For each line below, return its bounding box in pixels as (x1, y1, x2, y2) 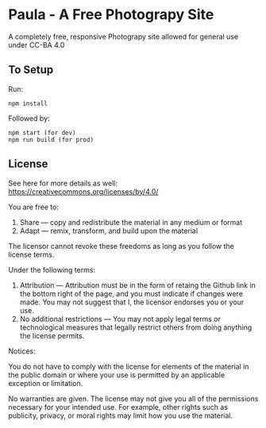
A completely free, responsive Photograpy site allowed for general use (8, 32, 239, 41)
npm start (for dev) (8, 128, 77, 136)
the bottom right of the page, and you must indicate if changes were (19, 289, 244, 298)
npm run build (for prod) (8, 136, 94, 143)
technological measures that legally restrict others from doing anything (19, 323, 253, 332)
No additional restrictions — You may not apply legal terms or (19, 314, 221, 323)
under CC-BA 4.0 (8, 40, 65, 49)
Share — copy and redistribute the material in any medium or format (19, 217, 243, 227)
